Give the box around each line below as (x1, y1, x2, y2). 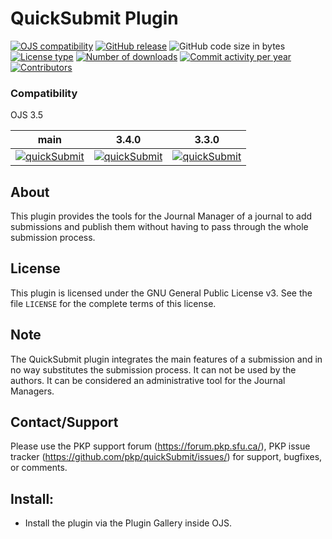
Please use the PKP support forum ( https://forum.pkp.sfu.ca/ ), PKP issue (10, 440, 311, 452)
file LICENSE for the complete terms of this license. (10, 297, 217, 309)
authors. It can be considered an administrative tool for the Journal (10, 374, 286, 386)
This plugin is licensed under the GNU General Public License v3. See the (10, 287, 313, 299)
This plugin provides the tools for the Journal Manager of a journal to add (10, 210, 313, 222)
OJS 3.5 (10, 109, 44, 121)
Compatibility (10, 86, 78, 100)
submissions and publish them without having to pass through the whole (10, 221, 309, 233)
